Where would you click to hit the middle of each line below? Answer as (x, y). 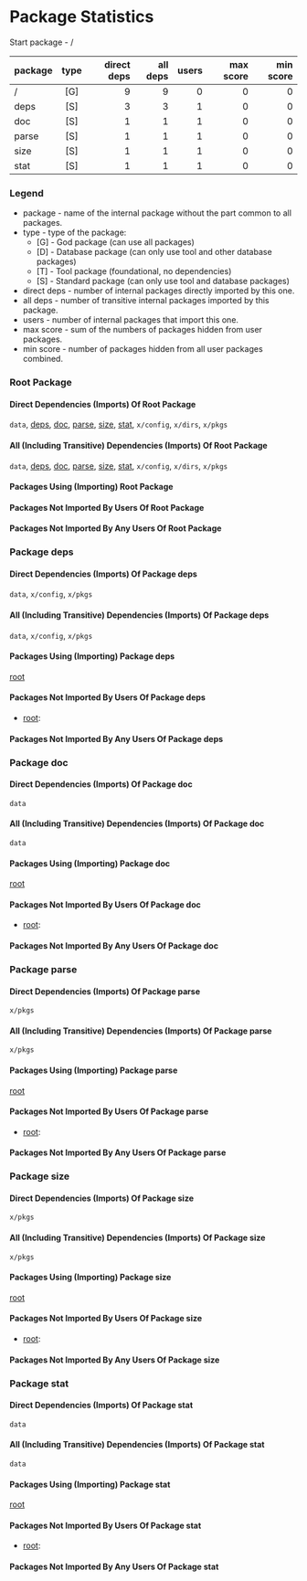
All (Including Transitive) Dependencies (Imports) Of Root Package (138, 445)
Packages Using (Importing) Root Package (91, 487)
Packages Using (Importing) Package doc (90, 863)
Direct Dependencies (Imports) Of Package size (102, 1198)
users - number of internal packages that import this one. (131, 320)
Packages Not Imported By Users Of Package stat (106, 1525)
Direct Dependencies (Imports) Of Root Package (103, 404)
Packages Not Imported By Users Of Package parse (109, 1111)
